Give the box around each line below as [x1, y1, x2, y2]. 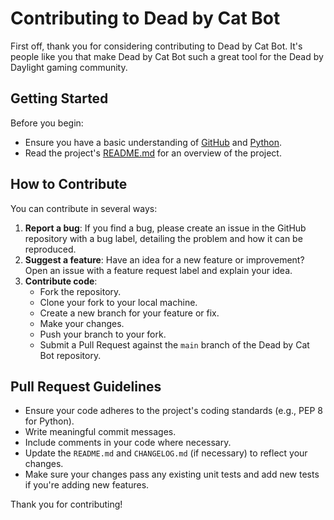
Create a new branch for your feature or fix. [39, 307, 220, 319]
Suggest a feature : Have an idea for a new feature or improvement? [24, 253, 305, 266]
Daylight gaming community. [10, 61, 128, 73]
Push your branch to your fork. [39, 328, 167, 340]
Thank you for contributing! [10, 498, 123, 511]
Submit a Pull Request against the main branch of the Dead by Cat [39, 338, 310, 351]
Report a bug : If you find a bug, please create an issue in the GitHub [24, 222, 307, 234]
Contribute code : [24, 275, 98, 287]
